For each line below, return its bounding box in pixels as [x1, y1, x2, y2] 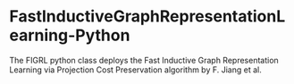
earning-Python [9, 25, 130, 46]
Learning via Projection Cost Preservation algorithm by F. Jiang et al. [9, 64, 262, 75]
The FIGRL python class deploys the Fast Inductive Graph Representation [9, 55, 279, 65]
